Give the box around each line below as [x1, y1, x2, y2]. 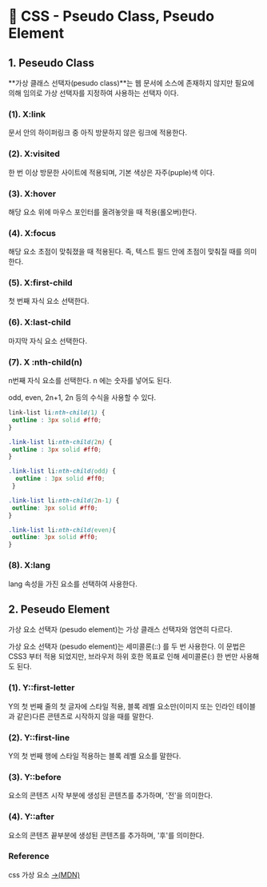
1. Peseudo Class [8, 56, 94, 70]
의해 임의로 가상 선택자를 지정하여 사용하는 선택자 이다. [8, 88, 179, 98]
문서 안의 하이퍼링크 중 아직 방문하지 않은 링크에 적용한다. [8, 128, 188, 138]
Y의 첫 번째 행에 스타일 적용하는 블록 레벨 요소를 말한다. [8, 751, 181, 761]
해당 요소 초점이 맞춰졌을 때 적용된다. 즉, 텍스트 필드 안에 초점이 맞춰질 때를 [8, 247, 242, 257]
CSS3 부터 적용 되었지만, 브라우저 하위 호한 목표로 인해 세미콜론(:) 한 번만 [8, 652, 238, 661]
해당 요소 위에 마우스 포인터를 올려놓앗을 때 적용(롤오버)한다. [8, 207, 197, 217]
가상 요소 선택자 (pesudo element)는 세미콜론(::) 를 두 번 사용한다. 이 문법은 [8, 641, 246, 651]
